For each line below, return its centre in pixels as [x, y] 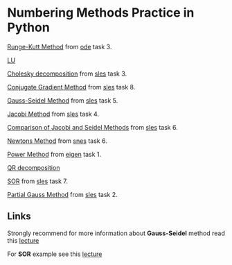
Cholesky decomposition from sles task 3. [67, 74]
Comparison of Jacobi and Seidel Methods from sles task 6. [92, 127]
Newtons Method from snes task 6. [57, 141]
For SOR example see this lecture [55, 254]
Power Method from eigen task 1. [54, 154]
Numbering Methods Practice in [101, 13]
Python [28, 27]
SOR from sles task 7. [37, 181]
